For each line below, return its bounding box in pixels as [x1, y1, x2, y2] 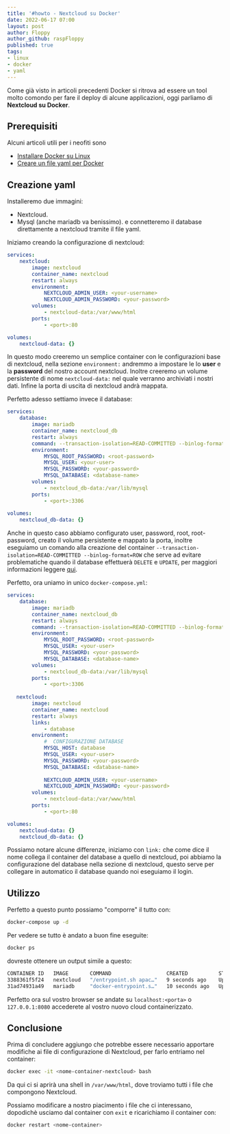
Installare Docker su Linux [16, 152, 90, 160]
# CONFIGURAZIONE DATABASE [43, 738, 125, 745]
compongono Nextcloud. [7, 1088, 77, 1096]
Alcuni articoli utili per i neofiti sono [7, 138, 107, 147]
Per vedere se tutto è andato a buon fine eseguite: [7, 931, 149, 940]
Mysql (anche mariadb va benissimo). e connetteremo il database [16, 218, 202, 226]
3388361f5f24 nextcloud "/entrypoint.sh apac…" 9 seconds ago [7, 977, 207, 983]
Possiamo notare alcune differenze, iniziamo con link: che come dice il [7, 846, 209, 854]
